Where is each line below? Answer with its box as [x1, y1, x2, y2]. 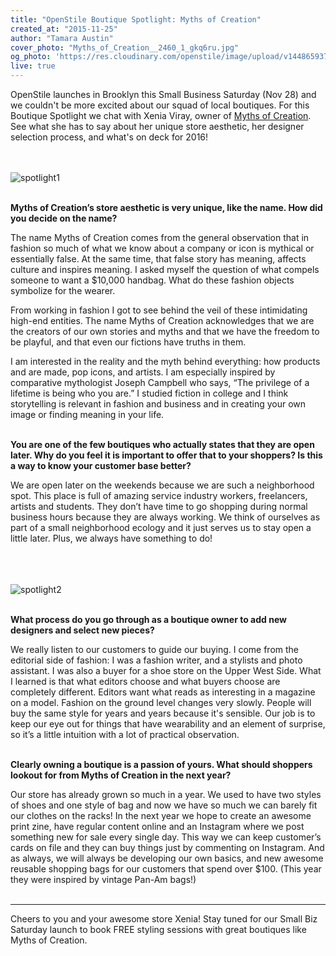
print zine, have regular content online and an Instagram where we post [10, 821, 305, 832]
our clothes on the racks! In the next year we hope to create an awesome [10, 810, 312, 821]
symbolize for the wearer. [10, 285, 116, 296]
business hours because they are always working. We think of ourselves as [10, 511, 321, 523]
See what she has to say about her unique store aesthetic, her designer [10, 121, 305, 132]
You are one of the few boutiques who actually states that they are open [10, 439, 315, 450]
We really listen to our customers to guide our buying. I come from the [10, 644, 300, 655]
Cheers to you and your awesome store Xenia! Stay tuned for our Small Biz [10, 913, 318, 925]
